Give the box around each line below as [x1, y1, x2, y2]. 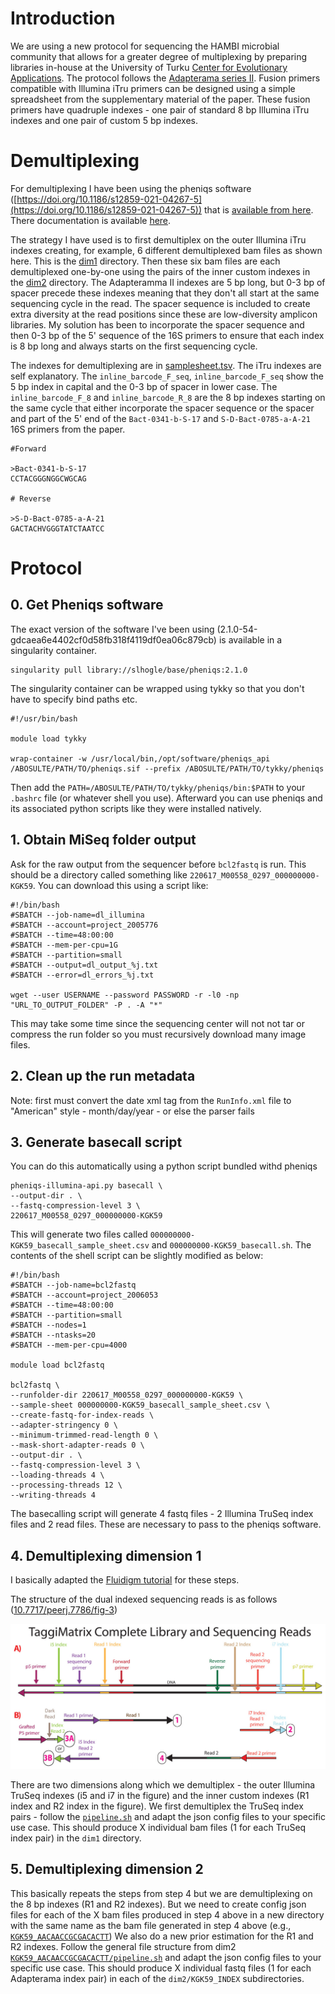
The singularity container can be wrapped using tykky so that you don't [10, 682, 305, 694]
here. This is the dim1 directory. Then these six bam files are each [10, 255, 281, 267]
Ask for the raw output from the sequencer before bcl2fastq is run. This [10, 858, 307, 870]
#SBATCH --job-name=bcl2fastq [10, 1280, 137, 1291]
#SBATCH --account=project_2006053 [10, 1290, 159, 1301]
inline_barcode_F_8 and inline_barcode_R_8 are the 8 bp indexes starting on [10, 391, 326, 403]
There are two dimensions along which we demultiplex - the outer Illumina [10, 1778, 316, 1791]
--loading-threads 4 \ [10, 1470, 105, 1481]
